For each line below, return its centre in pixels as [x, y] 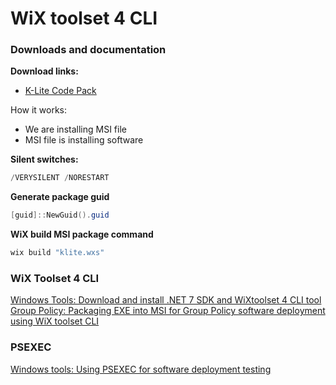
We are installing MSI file [75, 129]
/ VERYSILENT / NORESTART [60, 178]
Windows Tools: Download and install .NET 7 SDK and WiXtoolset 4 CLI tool [166, 300]
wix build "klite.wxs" [57, 253]
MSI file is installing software [84, 140]
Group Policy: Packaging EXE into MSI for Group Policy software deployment [168, 311]
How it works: [39, 110]
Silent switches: [44, 159]
